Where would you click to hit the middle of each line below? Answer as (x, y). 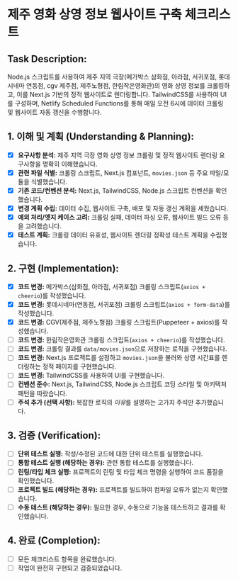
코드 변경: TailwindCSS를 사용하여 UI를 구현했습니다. (91, 376)
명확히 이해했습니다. (70, 164)
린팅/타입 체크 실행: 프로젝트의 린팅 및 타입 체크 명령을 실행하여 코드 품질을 (121, 471)
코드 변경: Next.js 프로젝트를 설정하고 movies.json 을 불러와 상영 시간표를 (119, 358)
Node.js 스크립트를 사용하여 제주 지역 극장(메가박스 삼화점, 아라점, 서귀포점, (112, 77)
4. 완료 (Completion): (54, 540)
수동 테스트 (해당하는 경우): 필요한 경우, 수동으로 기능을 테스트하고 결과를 (118, 507)
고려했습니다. (43, 226)
